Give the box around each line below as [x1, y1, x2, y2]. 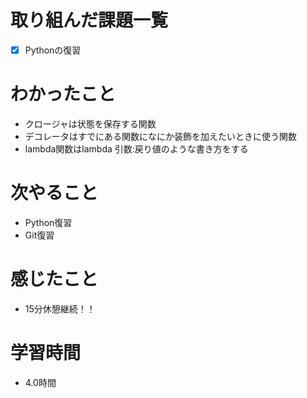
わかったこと [10, 83, 117, 106]
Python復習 [24, 216, 73, 228]
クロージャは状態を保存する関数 [24, 117, 157, 130]
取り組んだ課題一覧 [10, 9, 169, 32]
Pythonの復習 [24, 44, 82, 56]
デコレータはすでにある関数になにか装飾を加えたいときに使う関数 [24, 130, 297, 142]
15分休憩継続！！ [24, 302, 96, 315]
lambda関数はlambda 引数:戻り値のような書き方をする [24, 142, 249, 155]
